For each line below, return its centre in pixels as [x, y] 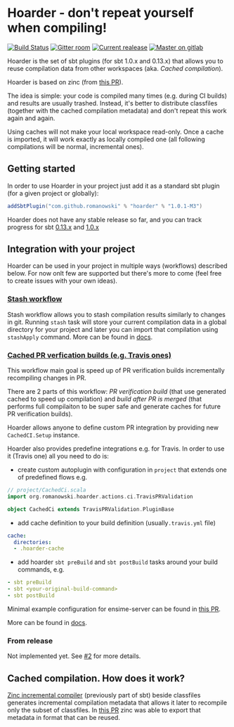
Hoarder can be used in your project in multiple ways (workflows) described [117, 266]
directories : [33, 542]
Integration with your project [71, 249]
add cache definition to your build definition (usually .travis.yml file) [116, 522]
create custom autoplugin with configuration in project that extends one [122, 470]
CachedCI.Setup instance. [44, 435]
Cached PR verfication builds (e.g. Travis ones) [90, 355]
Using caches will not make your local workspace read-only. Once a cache [116, 131]
